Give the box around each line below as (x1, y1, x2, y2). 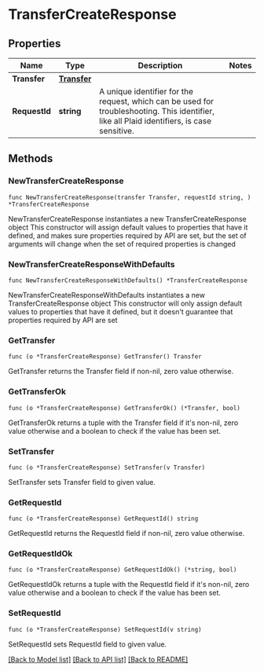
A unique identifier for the (99, 86, 194, 97)
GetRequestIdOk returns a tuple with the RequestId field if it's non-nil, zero (8, 580, 250, 589)
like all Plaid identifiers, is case (99, 115, 212, 126)
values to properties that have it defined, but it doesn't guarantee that (8, 306, 233, 316)
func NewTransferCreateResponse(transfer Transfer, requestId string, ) (8, 193, 251, 201)
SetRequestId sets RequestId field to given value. (8, 639, 167, 649)
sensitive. (99, 126, 135, 136)
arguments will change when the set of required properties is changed (8, 239, 236, 248)
